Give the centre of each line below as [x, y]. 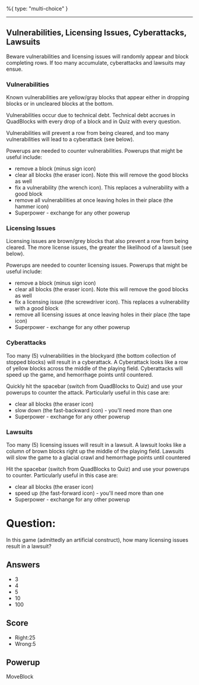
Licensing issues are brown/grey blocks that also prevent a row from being [97, 241]
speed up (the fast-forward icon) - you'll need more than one [89, 493]
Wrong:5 [25, 643]
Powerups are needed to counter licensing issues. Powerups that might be [97, 265]
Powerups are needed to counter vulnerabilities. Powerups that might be [94, 151]
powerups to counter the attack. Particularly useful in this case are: [88, 392]
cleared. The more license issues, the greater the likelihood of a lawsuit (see [99, 247]
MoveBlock [20, 677]
